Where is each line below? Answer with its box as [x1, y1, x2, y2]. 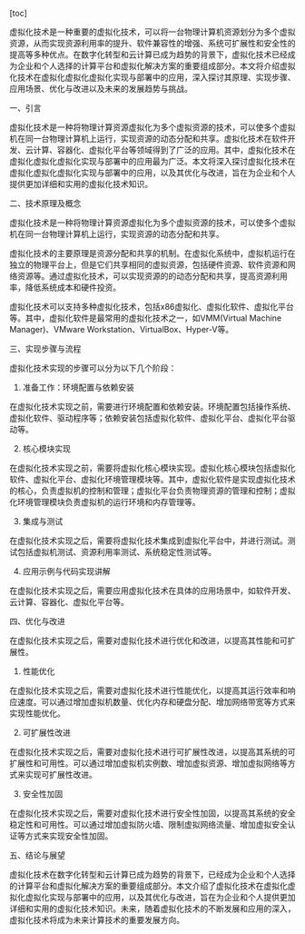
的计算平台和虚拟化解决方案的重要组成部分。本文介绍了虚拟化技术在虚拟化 [9, 880, 288, 891]
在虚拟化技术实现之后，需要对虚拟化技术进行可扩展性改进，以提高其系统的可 [9, 747, 296, 757]
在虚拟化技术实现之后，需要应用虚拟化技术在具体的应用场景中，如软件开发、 [9, 585, 296, 596]
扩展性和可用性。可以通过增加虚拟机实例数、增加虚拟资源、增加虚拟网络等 [9, 758, 288, 769]
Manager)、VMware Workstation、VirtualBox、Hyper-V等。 [9, 324, 234, 334]
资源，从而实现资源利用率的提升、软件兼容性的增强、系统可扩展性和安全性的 [9, 38, 296, 48]
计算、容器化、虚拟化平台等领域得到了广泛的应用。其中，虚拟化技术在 [33, 144, 296, 155]
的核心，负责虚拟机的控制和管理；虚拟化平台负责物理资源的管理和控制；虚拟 [9, 485, 296, 496]
